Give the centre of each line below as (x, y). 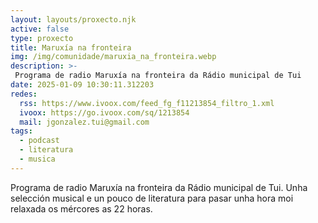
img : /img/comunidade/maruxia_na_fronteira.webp (113, 57)
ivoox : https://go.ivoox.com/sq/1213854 (104, 112)
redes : (24, 94)
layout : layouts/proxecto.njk (73, 19)
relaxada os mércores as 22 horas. (81, 208)
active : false (40, 29)
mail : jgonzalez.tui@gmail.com (84, 122)
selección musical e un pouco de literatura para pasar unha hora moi (152, 198)
